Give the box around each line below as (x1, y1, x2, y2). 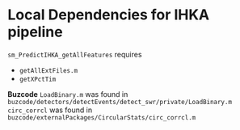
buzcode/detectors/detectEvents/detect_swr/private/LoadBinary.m (7, 98, 232, 106)
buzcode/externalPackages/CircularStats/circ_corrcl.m (7, 113, 196, 122)
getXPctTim (19, 75, 57, 83)
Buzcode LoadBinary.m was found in (7, 89, 128, 99)
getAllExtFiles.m (19, 66, 78, 74)
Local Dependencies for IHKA (7, 6, 210, 24)
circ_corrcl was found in (7, 105, 93, 115)
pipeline (7, 23, 63, 41)
